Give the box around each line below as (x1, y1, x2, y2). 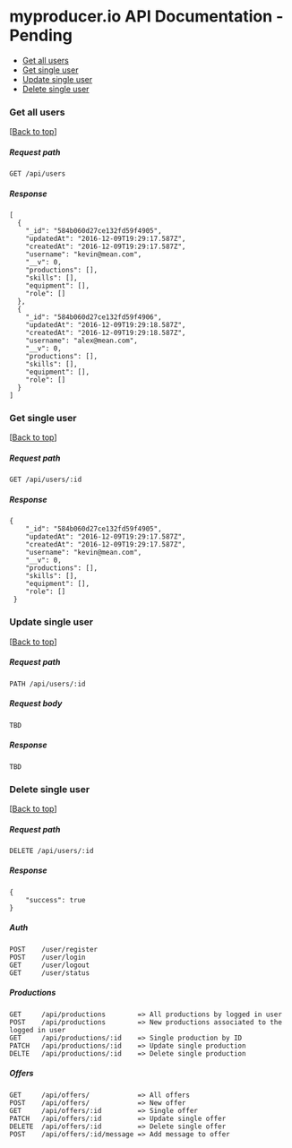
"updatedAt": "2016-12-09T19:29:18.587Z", (25, 321, 186, 330)
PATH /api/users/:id (9, 679, 87, 688)
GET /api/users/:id (9, 475, 82, 485)
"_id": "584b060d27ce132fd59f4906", (25, 313, 163, 322)
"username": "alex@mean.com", (25, 336, 139, 346)
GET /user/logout (9, 961, 90, 970)
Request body (9, 698, 63, 709)
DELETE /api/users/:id (9, 846, 94, 855)
